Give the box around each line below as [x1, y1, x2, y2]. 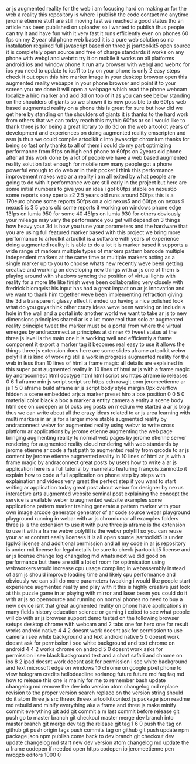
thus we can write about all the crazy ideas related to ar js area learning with [6, 409, 190, 416]
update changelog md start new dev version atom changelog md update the [6, 739, 190, 746]
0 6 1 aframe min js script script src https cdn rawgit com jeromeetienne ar [6, 378, 186, 385]
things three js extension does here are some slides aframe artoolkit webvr [6, 347, 186, 354]
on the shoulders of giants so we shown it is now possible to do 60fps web [6, 98, 187, 105]
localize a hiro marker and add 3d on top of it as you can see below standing [6, 92, 191, 99]
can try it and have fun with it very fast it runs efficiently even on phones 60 [6, 30, 189, 37]
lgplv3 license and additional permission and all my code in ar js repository [6, 540, 186, 547]
